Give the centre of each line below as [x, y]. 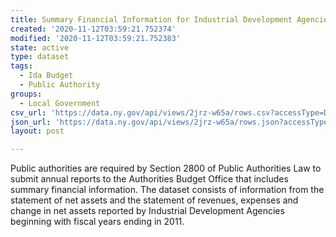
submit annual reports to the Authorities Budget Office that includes [149, 179]
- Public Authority [60, 85]
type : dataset [40, 57]
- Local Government [60, 103]
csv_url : [28, 112]
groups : [26, 94]
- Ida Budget [46, 76]
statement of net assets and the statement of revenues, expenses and [154, 200]
